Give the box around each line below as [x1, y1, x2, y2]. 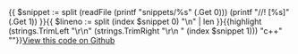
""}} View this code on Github [8, 35, 115, 45]
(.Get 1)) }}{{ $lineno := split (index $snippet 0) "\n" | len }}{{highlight [8, 16, 262, 27]
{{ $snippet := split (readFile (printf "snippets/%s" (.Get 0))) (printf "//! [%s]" [8, 7, 290, 17]
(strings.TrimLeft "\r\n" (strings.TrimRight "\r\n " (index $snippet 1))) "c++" [8, 26, 283, 36]
